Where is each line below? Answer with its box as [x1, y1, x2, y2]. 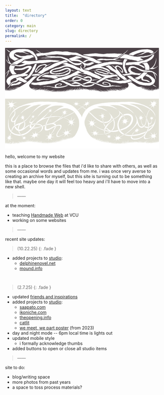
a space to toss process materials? [12, 384, 82, 390]
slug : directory [5, 28, 38, 34]
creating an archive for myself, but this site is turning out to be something [5, 173, 152, 179]
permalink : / [5, 34, 32, 39]
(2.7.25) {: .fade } [17, 284, 51, 290]
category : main [5, 23, 36, 28]
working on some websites [12, 217, 67, 223]
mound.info [19, 265, 43, 271]
